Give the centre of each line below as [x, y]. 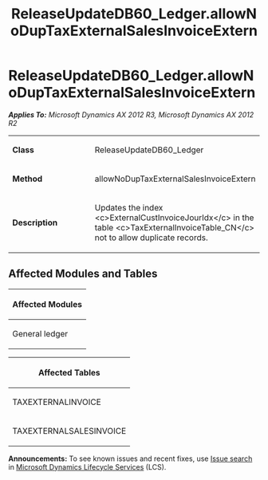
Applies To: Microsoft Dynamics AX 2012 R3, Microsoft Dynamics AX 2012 [131, 114]
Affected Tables [69, 372]
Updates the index [129, 207]
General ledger [40, 333]
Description [35, 222]
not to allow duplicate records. [152, 238]
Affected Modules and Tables [83, 274]
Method [28, 179]
